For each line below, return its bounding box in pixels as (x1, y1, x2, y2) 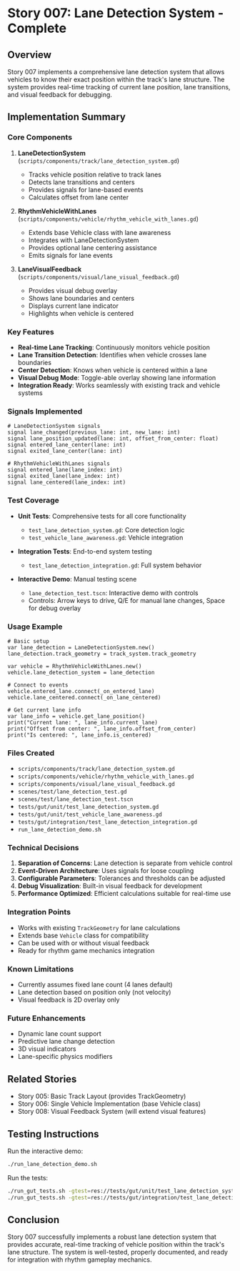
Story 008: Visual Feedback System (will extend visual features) (17, 1107, 206, 1116)
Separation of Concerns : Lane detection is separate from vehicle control (17, 859, 233, 867)
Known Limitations (7, 964, 74, 974)
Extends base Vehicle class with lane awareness (28, 228, 171, 236)
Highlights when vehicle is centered (28, 309, 134, 317)
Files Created (7, 748, 55, 758)
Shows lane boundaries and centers (28, 294, 134, 302)
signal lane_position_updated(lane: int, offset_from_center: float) (7, 435, 219, 442)
